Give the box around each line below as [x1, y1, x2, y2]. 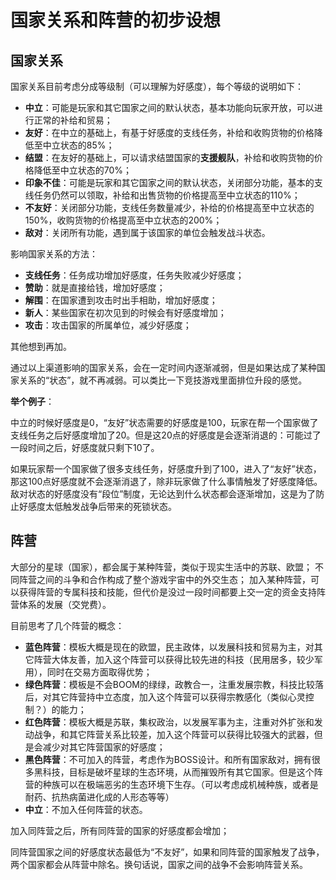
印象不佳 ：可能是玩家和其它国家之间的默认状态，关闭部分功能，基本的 [24, 177, 315, 188]
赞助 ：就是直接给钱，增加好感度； [24, 282, 166, 293]
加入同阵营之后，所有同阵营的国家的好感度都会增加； [10, 824, 230, 836]
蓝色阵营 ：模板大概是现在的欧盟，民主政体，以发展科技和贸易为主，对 [24, 641, 315, 653]
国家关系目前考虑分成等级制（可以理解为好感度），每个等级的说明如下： [10, 81, 304, 92]
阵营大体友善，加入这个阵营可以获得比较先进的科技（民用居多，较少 [33, 653, 315, 665]
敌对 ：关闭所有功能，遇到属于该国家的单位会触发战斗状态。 [24, 227, 271, 238]
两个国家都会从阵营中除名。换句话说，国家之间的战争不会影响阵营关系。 [10, 858, 308, 870]
